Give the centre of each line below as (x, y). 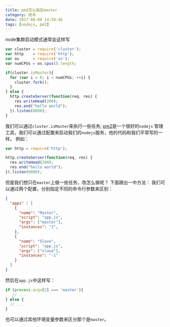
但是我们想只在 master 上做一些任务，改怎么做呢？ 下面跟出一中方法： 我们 (83, 182)
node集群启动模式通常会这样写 (38, 39)
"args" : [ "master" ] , (41, 222)
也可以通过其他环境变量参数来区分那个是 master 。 (57, 319)
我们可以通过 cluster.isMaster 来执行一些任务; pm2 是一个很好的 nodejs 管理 (84, 126)
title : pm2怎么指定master (31, 10)
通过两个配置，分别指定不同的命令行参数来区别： (61, 189)
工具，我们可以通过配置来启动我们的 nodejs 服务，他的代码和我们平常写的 (82, 132)
